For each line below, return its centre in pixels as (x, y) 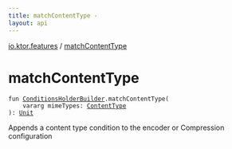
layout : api (28, 23)
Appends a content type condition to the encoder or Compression (116, 127)
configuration (30, 136)
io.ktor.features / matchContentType (68, 45)
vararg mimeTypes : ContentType (75, 106)
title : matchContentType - (53, 16)
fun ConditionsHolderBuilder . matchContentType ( (89, 99)
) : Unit (21, 113)
